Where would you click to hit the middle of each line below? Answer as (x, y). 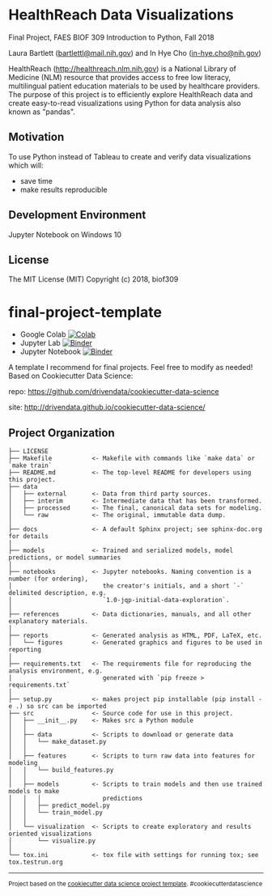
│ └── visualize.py (52, 841)
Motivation (36, 137)
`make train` (30, 466)
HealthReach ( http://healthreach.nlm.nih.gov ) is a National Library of (123, 68)
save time (36, 180)
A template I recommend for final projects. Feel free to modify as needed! (131, 367)
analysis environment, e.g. (56, 671)
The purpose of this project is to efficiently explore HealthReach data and (131, 94)
